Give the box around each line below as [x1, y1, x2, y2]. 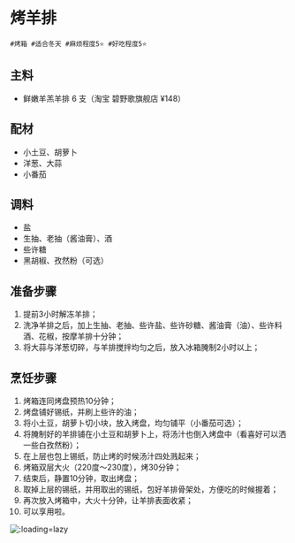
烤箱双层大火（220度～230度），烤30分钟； [22, 462, 182, 472]
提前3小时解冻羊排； [22, 309, 98, 319]
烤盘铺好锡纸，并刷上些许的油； [22, 407, 140, 417]
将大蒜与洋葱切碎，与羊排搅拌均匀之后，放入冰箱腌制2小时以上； [22, 342, 261, 353]
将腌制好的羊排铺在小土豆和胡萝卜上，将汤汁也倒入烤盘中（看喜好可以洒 [22, 429, 286, 439]
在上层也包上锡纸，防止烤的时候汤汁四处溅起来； [22, 451, 201, 461]
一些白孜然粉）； [22, 440, 82, 450]
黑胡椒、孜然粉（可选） [22, 256, 109, 266]
